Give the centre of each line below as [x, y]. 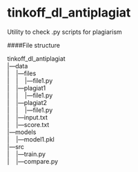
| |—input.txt [28, 117]
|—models [22, 132]
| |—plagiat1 [27, 88]
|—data [18, 66]
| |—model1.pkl [31, 139]
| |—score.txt [28, 124]
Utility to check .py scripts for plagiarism [65, 32]
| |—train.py [27, 154]
